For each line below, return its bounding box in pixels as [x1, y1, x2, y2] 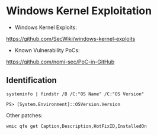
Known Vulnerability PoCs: [14, 46, 80, 54]
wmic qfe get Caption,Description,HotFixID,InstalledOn [6, 123, 147, 129]
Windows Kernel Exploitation [6, 4, 152, 18]
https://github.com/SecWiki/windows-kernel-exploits [6, 35, 136, 42]
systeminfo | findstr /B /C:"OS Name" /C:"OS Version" [6, 91, 145, 97]
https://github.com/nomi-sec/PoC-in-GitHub [6, 58, 114, 65]
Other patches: [6, 111, 43, 119]
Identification [6, 75, 57, 85]
